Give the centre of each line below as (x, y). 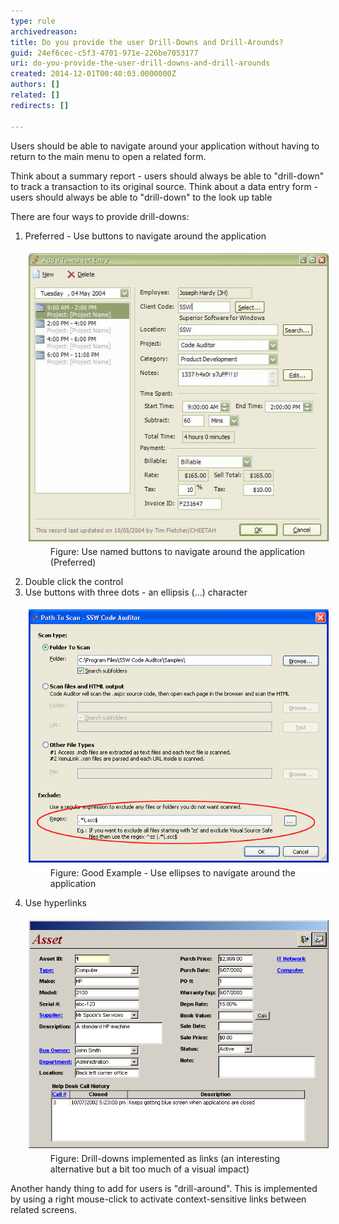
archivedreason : (44, 31)
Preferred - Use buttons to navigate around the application (145, 236)
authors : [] (35, 85)
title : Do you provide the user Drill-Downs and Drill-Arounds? (147, 42)
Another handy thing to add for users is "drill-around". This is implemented (164, 1188)
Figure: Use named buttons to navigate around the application (177, 551)
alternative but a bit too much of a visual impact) (149, 1169)
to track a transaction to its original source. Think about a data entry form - (164, 186)
